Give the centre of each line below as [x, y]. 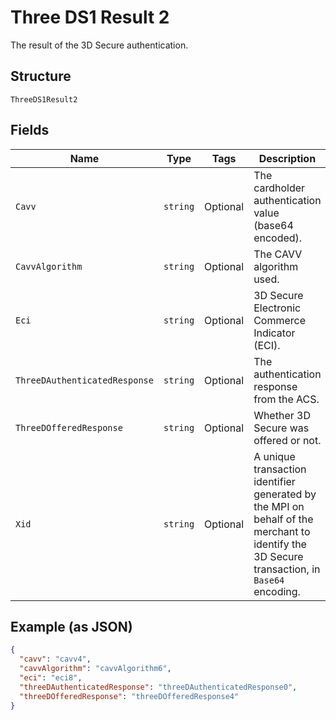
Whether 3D [282, 415]
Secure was [281, 428]
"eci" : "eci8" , [51, 678]
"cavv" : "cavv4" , [55, 659]
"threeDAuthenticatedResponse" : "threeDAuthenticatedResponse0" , [158, 687]
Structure [41, 76]
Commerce [280, 320]
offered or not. [287, 440]
